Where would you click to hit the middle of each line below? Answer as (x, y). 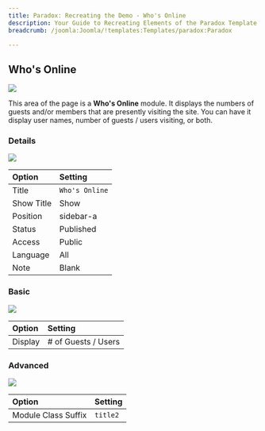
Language (31, 255)
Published (78, 229)
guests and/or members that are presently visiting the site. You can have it (130, 112)
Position (27, 217)
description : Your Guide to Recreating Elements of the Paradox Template (133, 23)
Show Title (32, 203)
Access (26, 242)
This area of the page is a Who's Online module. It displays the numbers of (131, 103)
